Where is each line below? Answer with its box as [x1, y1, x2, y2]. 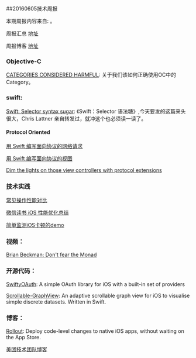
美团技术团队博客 [6, 346, 47, 353]
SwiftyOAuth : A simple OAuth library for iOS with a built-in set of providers [6, 280, 185, 288]
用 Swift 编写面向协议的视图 [6, 154, 73, 162]
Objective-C [6, 57, 42, 66]
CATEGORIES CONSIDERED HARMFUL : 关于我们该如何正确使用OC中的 [6, 71, 177, 78]
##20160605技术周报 [6, 5, 58, 12]
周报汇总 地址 [6, 30, 39, 37]
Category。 [6, 78, 34, 86]
